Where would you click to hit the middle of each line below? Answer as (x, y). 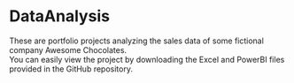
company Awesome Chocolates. (68, 49)
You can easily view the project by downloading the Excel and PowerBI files (147, 59)
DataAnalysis (60, 16)
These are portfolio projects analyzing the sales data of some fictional (136, 41)
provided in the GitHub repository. (71, 69)
